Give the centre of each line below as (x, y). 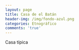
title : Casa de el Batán (31, 14)
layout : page (19, 10)
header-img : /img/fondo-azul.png (40, 19)
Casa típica (17, 42)
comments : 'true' (23, 28)
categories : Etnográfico (31, 24)
